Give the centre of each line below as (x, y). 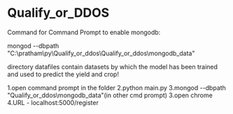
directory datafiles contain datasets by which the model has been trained (113, 66)
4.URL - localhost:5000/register (53, 102)
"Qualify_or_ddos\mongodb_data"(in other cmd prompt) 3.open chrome (110, 95)
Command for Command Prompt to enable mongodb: (84, 32)
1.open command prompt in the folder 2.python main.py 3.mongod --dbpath (116, 87)
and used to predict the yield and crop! (63, 74)
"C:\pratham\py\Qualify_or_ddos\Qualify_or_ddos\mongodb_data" (101, 53)
